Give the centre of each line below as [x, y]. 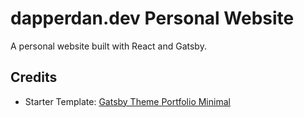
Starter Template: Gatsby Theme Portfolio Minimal [127, 101]
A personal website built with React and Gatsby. [108, 46]
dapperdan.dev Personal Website [152, 18]
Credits [34, 77]
